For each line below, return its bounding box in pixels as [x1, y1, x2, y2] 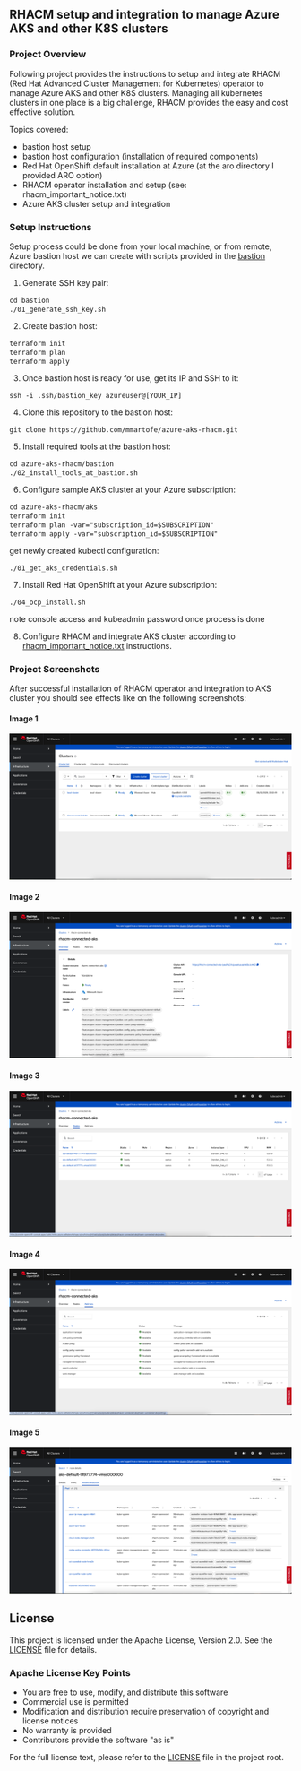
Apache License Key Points [9, 1666, 132, 1679]
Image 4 [9, 1248, 40, 1259]
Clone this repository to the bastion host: [21, 407, 173, 418]
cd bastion [9, 296, 50, 305]
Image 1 [9, 713, 39, 724]
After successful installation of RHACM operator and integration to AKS [9, 683, 271, 694]
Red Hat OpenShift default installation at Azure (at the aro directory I [21, 160, 275, 171]
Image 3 [9, 1070, 40, 1081]
